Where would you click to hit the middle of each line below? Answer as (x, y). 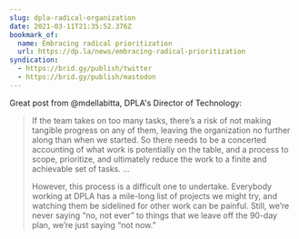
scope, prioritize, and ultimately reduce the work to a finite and (149, 159)
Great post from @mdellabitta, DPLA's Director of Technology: (126, 103)
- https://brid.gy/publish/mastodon (87, 77)
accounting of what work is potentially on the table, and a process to (160, 149)
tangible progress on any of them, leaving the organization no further (161, 130)
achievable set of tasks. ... (80, 168)
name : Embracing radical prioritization (95, 43)
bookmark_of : (34, 35)
